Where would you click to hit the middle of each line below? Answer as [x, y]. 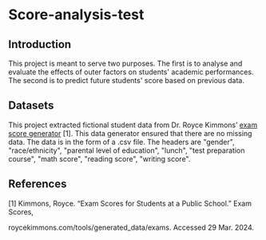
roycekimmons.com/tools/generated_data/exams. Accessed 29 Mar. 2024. [131, 227]
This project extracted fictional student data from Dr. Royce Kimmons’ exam [133, 125]
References [38, 184]
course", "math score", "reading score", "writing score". [99, 158]
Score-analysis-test [76, 15]
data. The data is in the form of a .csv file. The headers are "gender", [121, 142]
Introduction [40, 44]
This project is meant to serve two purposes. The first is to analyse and [125, 63]
